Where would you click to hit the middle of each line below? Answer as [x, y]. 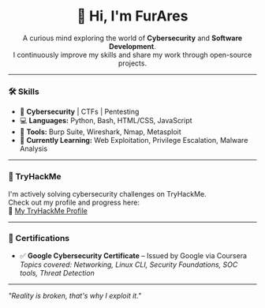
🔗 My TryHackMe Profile [48, 210]
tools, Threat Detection [57, 272]
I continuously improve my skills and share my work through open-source [132, 54]
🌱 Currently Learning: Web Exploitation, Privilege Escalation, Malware [134, 141]
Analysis [34, 148]
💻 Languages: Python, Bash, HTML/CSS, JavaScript [106, 121]
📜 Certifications [39, 239]
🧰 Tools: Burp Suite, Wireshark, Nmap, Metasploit [100, 132]
